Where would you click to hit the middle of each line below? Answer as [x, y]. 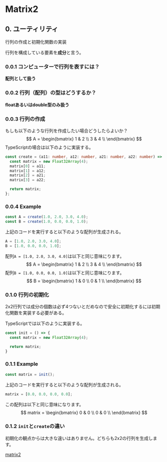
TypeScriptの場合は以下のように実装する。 [49, 147]
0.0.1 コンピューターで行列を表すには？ [52, 67]
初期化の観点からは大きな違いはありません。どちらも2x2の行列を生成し [79, 438]
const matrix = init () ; [30, 374]
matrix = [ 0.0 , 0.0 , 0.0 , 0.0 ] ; [39, 394]
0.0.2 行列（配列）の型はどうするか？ [51, 93]
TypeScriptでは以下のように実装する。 [45, 323]
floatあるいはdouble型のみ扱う [37, 105]
